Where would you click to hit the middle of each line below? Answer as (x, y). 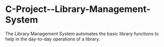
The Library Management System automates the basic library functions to (82, 33)
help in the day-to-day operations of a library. (53, 39)
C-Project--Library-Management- (78, 9)
